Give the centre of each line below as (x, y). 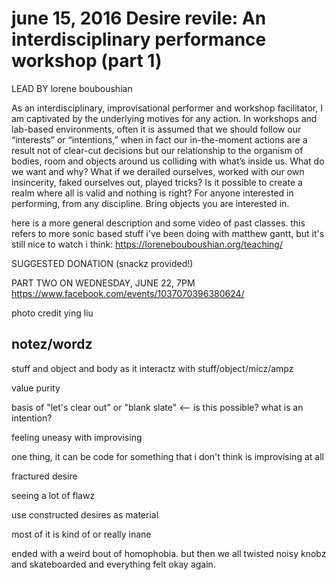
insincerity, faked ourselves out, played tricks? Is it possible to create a (157, 182)
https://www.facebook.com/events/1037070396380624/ (128, 293)
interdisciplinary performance (139, 39)
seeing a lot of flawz (53, 495)
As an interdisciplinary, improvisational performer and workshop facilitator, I (167, 108)
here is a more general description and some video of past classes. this (158, 223)
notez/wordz (52, 344)
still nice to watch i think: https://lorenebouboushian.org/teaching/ (147, 244)
